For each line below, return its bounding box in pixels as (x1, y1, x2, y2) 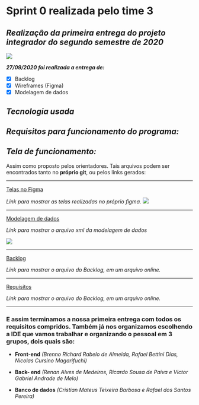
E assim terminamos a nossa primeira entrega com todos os (6, 315, 182, 323)
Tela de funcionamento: (6, 146, 97, 157)
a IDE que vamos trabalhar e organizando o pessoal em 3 (6, 330, 173, 338)
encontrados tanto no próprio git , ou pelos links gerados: (6, 168, 146, 176)
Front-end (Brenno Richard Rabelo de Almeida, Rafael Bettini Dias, (14, 351, 179, 358)
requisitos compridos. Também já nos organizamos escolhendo (6, 322, 192, 330)
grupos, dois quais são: (6, 337, 75, 345)
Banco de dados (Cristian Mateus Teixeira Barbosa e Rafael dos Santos (14, 387, 191, 394)
